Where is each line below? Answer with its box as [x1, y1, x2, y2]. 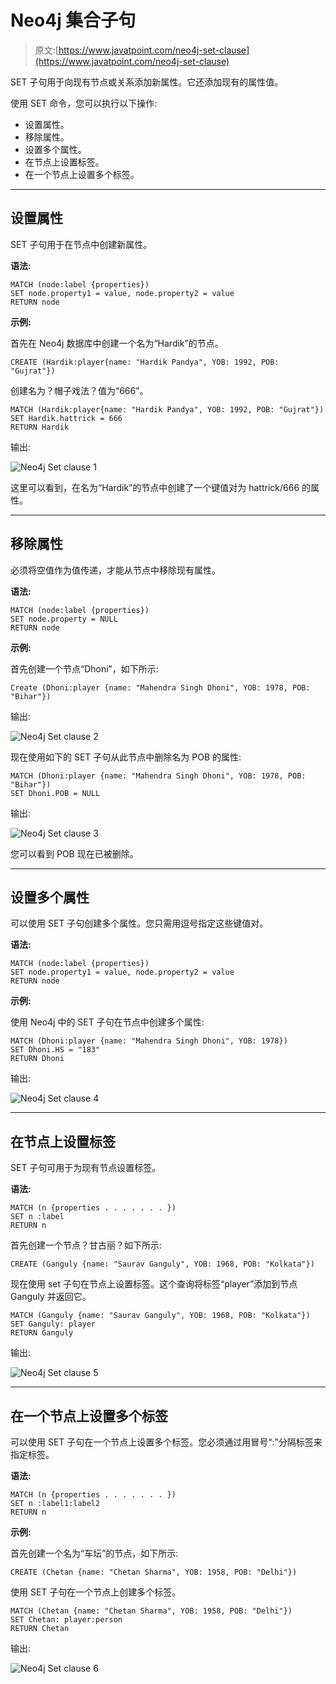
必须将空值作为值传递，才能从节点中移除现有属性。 [10, 564, 221, 576]
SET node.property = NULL [10, 614, 118, 624]
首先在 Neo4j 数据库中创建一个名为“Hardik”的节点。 [10, 337, 224, 349]
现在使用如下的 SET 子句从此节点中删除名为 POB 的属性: [10, 751, 242, 763]
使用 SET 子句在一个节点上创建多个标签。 [10, 1586, 182, 1598]
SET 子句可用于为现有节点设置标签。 [10, 1162, 162, 1174]
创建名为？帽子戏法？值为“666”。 [10, 384, 149, 396]
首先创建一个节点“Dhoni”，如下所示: [10, 662, 159, 675]
